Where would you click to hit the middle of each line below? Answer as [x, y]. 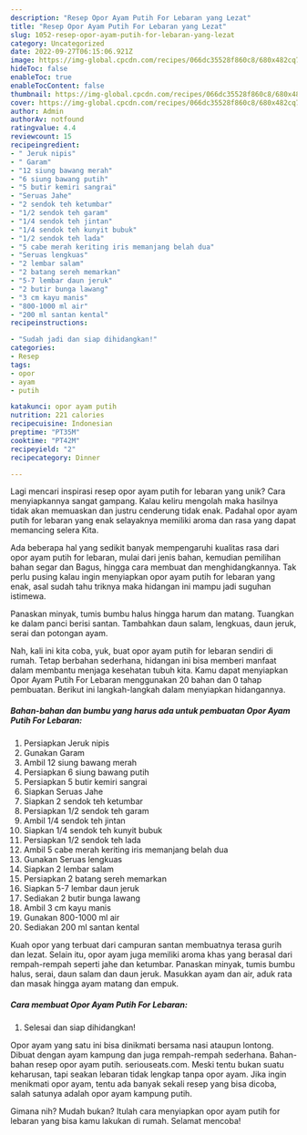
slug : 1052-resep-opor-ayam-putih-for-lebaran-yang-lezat [123, 35]
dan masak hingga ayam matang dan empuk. [95, 984]
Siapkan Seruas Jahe [63, 792]
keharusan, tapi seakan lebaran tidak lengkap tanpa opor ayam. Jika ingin [148, 1074]
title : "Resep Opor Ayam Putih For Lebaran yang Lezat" [118, 26]
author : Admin [37, 111]
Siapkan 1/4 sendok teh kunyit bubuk [93, 831]
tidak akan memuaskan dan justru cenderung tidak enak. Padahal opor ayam [154, 511]
